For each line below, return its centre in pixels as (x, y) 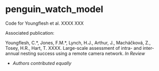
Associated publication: (30, 33)
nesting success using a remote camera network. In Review (83, 53)
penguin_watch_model (54, 9)
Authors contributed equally (42, 63)
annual (12, 53)
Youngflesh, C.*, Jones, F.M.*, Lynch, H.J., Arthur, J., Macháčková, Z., (78, 43)
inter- (148, 48)
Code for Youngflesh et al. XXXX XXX (44, 23)
